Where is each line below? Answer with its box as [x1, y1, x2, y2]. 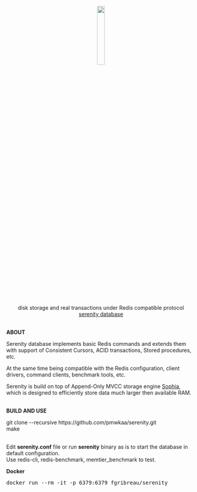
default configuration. [6, 450, 60, 457]
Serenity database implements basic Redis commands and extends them [6, 340, 186, 347]
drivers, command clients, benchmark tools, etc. [6, 371, 126, 378]
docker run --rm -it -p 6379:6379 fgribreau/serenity [6, 479, 168, 486]
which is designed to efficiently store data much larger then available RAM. [6, 389, 192, 396]
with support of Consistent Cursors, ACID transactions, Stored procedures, [6, 346, 192, 354]
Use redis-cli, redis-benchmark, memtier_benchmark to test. [6, 456, 156, 463]
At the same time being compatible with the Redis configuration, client [6, 364, 180, 372]
